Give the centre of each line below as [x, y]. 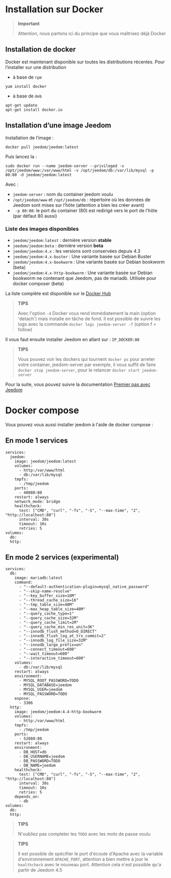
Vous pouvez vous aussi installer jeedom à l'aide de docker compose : [79, 424]
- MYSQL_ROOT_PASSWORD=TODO [49, 681]
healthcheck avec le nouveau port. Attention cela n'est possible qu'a [90, 865]
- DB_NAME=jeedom [37, 766]
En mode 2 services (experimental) [62, 557]
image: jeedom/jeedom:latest [45, 461]
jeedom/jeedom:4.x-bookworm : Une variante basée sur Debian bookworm [89, 262]
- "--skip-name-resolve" [45, 591]
